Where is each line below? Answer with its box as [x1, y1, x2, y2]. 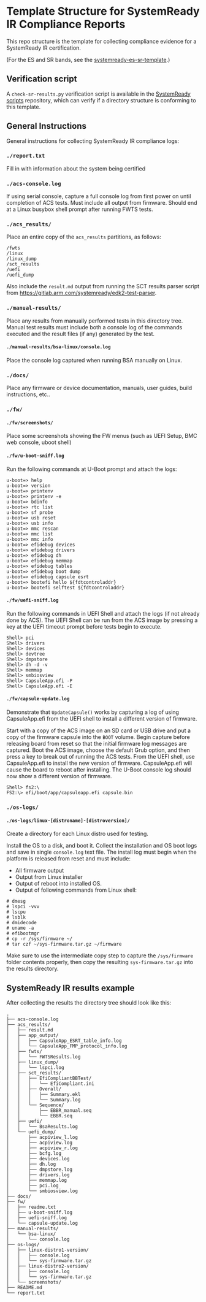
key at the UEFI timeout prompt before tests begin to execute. [6, 622, 162, 630]
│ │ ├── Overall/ [6, 1086, 62, 1092]
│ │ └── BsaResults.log [6, 1124, 78, 1130]
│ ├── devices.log [6, 1155, 70, 1162]
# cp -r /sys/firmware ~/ [6, 936, 72, 942]
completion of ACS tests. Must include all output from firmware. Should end [6, 199, 197, 207]
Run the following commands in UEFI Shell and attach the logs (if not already [6, 610, 200, 617]
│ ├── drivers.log [6, 1171, 70, 1178]
